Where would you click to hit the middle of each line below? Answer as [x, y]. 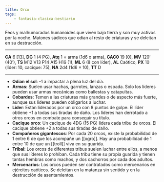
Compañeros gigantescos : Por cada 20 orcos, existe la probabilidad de [84, 134]
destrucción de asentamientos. [43, 175]
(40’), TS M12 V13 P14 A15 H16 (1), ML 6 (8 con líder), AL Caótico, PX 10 [77, 62]
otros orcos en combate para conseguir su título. [61, 118]
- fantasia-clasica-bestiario [45, 19]
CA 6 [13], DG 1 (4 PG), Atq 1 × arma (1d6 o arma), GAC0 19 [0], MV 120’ [78, 57]
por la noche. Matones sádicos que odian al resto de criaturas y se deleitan [81, 38]
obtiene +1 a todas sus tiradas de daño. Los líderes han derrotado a [80, 113]
